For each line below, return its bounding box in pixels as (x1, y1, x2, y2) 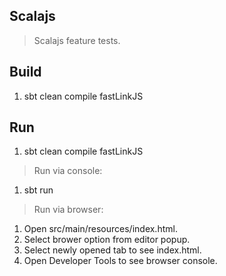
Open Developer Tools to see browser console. (23, 255, 218, 267)
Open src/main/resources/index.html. (23, 223, 178, 235)
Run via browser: (33, 204, 104, 216)
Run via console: (33, 165, 103, 177)
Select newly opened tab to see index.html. (23, 244, 202, 256)
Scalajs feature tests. (33, 34, 121, 46)
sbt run (23, 184, 54, 196)
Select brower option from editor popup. (23, 234, 191, 246)
